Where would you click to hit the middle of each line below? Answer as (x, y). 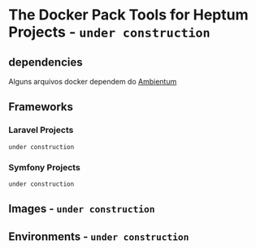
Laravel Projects (41, 130)
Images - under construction (82, 209)
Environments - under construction (99, 236)
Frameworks (41, 107)
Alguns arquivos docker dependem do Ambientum (93, 82)
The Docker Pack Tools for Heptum (128, 15)
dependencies (46, 62)
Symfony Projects (45, 167)
